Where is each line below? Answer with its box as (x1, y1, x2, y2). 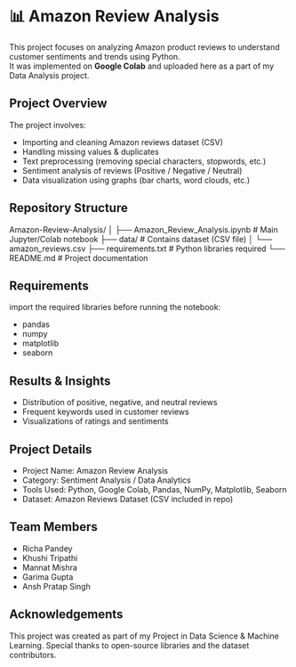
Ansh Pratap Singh (21, 581, 91, 591)
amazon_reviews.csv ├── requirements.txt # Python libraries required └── (9, 243, 286, 254)
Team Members (9, 519, 98, 534)
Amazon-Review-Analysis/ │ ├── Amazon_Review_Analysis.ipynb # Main (9, 224, 278, 235)
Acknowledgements (9, 606, 124, 622)
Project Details (9, 442, 92, 457)
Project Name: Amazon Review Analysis (21, 466, 169, 476)
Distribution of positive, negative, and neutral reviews (21, 397, 218, 408)
